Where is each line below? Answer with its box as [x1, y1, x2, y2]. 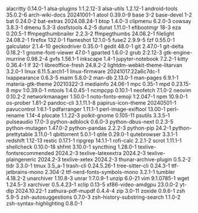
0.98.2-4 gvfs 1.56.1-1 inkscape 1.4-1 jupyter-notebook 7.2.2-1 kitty [26, 56, 189, 62]
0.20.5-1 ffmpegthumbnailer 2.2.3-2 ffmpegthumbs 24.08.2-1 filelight [6, 30, 174, 37]
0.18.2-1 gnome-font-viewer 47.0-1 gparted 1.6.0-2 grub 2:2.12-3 [6, 49, 163, 56]
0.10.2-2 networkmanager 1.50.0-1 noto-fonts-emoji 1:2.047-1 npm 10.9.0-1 [6, 93, 188, 100]
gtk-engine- [163, 49, 193, 56]
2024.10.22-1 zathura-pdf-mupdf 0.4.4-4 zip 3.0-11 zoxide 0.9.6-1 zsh [15, 188, 186, 194]
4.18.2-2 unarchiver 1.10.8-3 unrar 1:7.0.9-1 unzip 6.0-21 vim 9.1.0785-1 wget [6, 175, 189, 182]
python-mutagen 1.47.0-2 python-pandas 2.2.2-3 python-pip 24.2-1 [6, 124, 171, 131]
